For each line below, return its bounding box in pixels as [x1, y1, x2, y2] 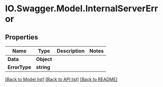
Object [36, 56, 53, 62]
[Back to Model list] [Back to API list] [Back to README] [5, 77, 118, 82]
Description [56, 48, 85, 54]
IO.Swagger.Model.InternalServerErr [5, 3, 158, 14]
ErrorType [7, 64, 31, 70]
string [36, 64, 51, 70]
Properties [5, 33, 38, 41]
